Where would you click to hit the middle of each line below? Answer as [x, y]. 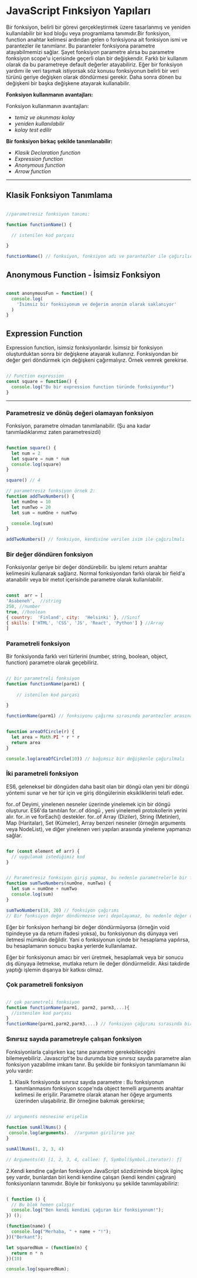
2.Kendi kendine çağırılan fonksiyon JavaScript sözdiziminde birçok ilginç [95, 1171]
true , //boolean [26, 612]
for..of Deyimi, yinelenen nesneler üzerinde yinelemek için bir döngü [89, 804]
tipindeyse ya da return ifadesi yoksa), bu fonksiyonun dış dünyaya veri [92, 933]
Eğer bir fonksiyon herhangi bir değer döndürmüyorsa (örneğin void [88, 927]
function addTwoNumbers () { [40, 497]
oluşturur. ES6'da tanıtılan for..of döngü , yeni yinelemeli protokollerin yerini [97, 810]
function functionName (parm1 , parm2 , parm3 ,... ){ [68, 1008]
